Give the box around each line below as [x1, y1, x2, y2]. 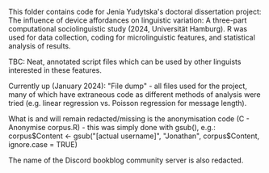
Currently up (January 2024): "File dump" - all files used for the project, [8, 81, 248, 91]
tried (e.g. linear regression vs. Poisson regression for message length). [8, 99, 247, 108]
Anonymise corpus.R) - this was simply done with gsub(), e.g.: [8, 123, 216, 132]
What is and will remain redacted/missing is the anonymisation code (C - [8, 114, 250, 124]
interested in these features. [8, 65, 103, 75]
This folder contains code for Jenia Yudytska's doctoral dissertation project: [8, 7, 262, 16]
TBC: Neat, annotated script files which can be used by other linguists [8, 57, 242, 66]
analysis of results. [8, 41, 71, 51]
